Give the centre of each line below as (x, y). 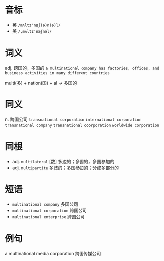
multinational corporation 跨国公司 (49, 210)
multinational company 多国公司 (45, 204)
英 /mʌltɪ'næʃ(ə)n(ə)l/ (36, 25)
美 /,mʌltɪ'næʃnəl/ (32, 31)
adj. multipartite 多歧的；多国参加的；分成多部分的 (66, 168)
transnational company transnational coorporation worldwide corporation (82, 125)
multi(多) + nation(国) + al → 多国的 (41, 83)
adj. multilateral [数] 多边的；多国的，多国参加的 (63, 161)
